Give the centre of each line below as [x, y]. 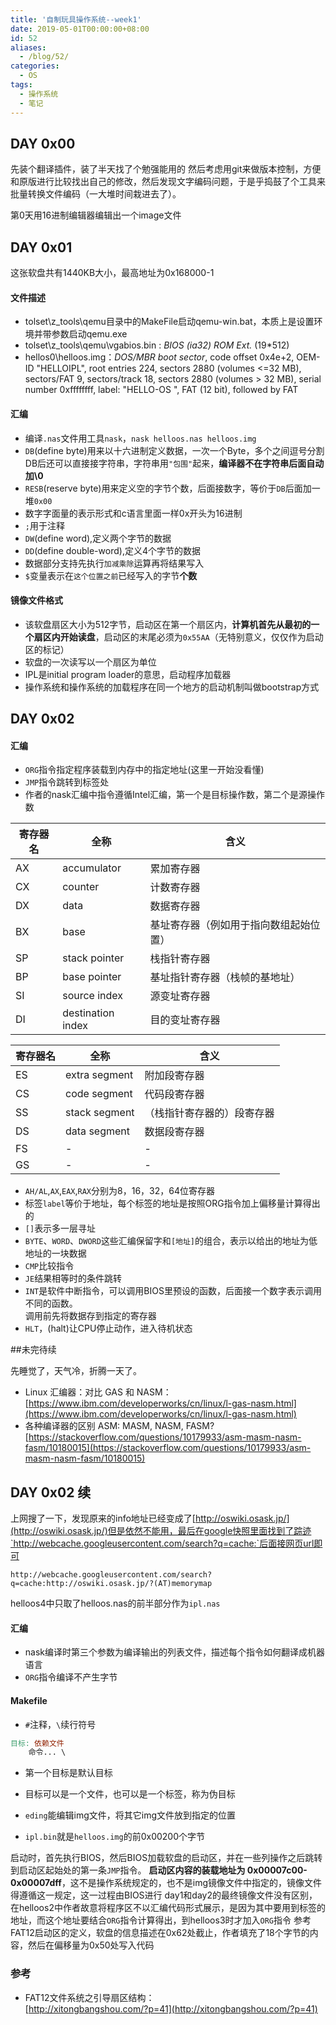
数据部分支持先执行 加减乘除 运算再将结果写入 [114, 563]
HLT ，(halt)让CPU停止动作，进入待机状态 [108, 1328]
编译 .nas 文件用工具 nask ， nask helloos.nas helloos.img [140, 438]
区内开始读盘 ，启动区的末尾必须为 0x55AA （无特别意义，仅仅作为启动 [183, 637]
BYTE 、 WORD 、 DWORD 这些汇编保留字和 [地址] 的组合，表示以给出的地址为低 [171, 1241]
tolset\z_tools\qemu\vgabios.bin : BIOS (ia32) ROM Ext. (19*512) [157, 345]
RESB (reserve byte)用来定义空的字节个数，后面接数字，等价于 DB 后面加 [168, 488]
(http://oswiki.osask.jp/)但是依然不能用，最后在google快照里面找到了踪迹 [161, 1531]
